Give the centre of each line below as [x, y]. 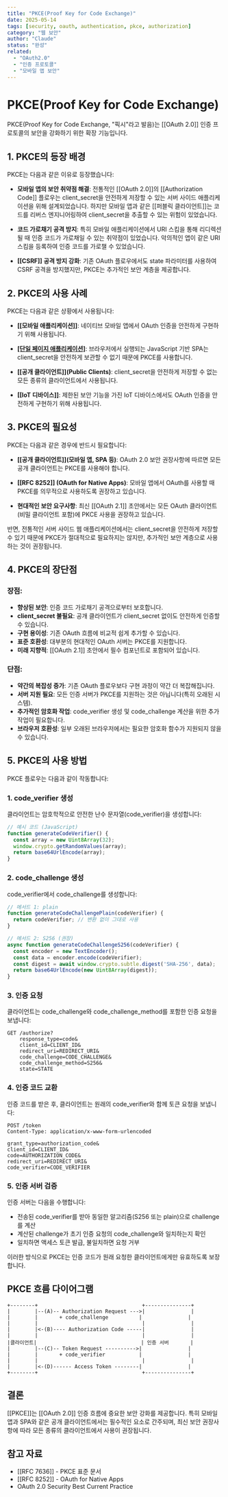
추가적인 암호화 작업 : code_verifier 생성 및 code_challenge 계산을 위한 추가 [118, 711]
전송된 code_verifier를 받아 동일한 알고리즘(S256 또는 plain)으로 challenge [118, 1217]
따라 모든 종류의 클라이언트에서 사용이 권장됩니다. [86, 1430]
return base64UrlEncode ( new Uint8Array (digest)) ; [85, 970]
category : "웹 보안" [34, 33]
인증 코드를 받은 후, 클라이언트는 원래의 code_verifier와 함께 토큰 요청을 [103, 1104]
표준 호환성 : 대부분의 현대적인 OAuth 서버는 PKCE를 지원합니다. [102, 641]
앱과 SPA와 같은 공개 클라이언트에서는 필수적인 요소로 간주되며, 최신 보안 [104, 1422]
